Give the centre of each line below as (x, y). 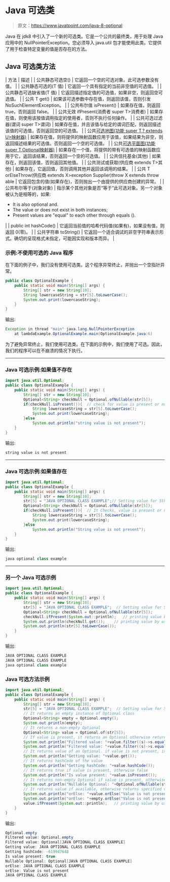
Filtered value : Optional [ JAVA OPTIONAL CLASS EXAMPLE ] (65, 842)
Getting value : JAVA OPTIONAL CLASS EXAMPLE (53, 847)
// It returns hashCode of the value (63, 761)
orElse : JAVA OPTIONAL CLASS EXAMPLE (45, 866)
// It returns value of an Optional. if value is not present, (91, 751)
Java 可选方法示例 (27, 679)
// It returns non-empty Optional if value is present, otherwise (95, 780)
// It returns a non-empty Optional (62, 727)
